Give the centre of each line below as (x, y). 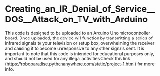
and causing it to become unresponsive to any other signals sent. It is (75, 48)
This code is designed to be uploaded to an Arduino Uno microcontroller (78, 33)
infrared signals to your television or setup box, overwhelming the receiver (80, 43)
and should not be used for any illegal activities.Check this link (68, 58)
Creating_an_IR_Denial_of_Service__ (80, 9)
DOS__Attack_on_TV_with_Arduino (77, 19)
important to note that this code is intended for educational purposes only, (80, 53)
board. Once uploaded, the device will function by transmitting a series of (79, 38)
